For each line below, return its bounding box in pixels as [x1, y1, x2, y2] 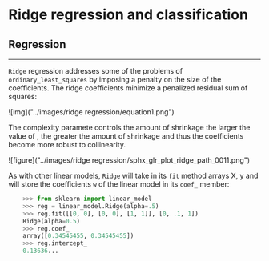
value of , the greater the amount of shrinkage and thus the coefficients [8, 131, 244, 141]
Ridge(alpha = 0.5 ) [22, 217, 81, 225]
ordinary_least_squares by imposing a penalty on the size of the [8, 74, 222, 84]
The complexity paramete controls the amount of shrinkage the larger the [8, 122, 251, 132]
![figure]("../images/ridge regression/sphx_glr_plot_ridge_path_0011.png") [8, 155, 251, 165]
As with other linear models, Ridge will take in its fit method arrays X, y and [8, 171, 259, 180]
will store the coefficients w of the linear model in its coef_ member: [8, 179, 230, 189]
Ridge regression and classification [8, 6, 248, 24]
